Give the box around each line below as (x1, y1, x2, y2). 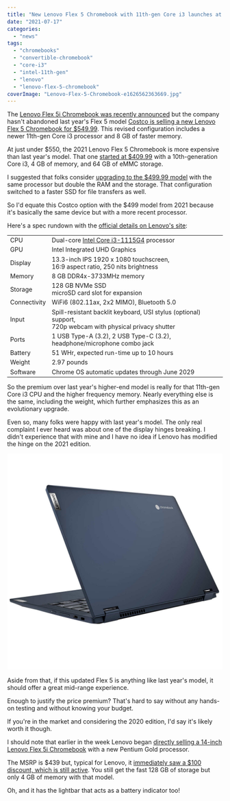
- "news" (13, 33, 38, 40)
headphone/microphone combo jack (51, 339, 154, 347)
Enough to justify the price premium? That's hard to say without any (7, 697, 199, 705)
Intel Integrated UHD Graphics (51, 245, 137, 254)
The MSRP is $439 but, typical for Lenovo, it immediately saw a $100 (7, 759, 202, 767)
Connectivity (10, 298, 47, 306)
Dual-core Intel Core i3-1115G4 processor (51, 236, 175, 244)
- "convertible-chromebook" (13, 55, 94, 62)
